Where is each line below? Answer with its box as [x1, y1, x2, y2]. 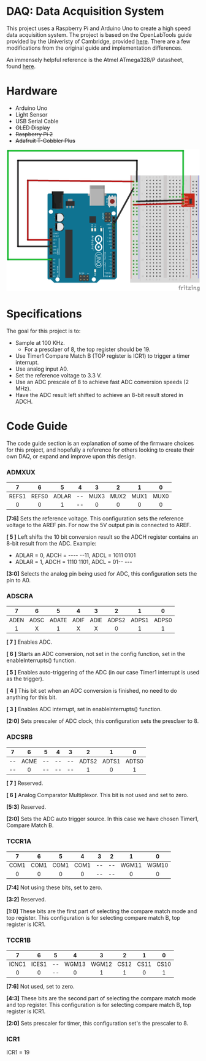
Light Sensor [15, 110, 48, 118]
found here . [6, 63, 36, 70]
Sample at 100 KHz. [15, 339, 66, 346]
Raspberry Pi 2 [15, 130, 53, 137]
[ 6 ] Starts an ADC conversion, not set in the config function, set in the [6, 650, 186, 658]
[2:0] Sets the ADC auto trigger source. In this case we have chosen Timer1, [6, 815, 199, 823]
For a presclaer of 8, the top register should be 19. [24, 345, 151, 353]
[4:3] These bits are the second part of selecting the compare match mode [6, 994, 196, 1001]
